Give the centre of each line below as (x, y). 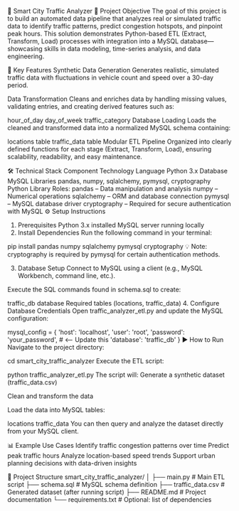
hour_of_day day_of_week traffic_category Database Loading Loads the (112, 120)
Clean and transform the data (51, 396)
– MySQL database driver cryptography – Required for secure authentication (119, 204)
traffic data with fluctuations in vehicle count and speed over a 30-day (111, 77)
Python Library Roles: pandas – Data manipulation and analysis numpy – (113, 189)
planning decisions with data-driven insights (72, 463)
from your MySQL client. (43, 431)
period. (18, 85)
